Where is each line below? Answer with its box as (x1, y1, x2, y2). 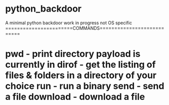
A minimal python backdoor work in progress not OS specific (5, 20, 133, 26)
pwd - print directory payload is (5, 48, 141, 60)
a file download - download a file (5, 91, 145, 102)
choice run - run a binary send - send (5, 80, 164, 92)
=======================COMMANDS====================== (5, 25, 164, 31)
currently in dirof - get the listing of (5, 59, 156, 71)
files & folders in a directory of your (5, 70, 157, 81)
